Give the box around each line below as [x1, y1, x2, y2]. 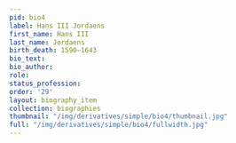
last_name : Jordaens [9, 37, 86, 47]
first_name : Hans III [9, 29, 90, 38]
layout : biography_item [9, 95, 98, 105]
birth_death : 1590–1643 [9, 46, 98, 55]
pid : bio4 [9, 12, 46, 22]
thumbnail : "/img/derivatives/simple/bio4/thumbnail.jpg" [9, 112, 228, 121]
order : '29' [9, 87, 53, 96]
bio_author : [9, 63, 53, 72]
